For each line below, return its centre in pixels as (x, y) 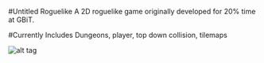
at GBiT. (21, 20)
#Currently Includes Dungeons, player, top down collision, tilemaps (118, 35)
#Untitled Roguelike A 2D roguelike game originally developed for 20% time (132, 11)
